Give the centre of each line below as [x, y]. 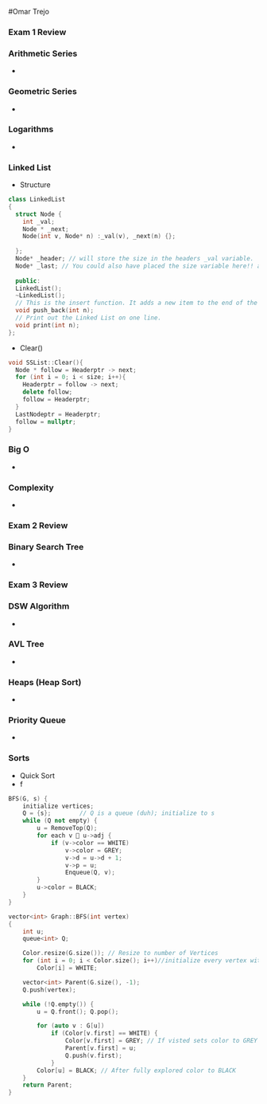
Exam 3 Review [38, 585]
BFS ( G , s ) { [28, 799]
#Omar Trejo [29, 12]
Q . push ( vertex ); [50, 990]
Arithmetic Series [43, 53]
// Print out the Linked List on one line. [88, 318]
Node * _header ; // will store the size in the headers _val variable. [135, 259]
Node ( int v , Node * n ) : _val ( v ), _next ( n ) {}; [99, 237]
